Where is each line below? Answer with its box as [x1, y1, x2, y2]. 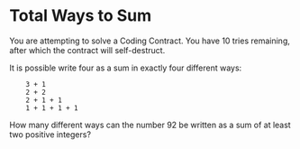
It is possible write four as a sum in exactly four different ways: [9, 62, 242, 73]
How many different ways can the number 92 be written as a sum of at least [9, 119, 291, 130]
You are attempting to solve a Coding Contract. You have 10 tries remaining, [9, 35, 290, 46]
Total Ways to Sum [9, 5, 152, 26]
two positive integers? [9, 128, 92, 140]
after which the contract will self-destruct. [9, 44, 166, 55]
